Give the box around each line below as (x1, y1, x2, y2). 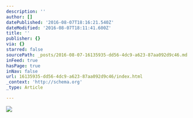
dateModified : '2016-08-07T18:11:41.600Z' (6, 25, 111, 31)
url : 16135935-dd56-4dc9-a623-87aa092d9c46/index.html (6, 74, 143, 79)
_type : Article (6, 85, 43, 91)
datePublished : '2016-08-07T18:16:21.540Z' (6, 19, 114, 25)
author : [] (6, 14, 33, 20)
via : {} (6, 41, 25, 47)
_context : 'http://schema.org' (6, 79, 83, 85)
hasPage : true (6, 63, 41, 69)
